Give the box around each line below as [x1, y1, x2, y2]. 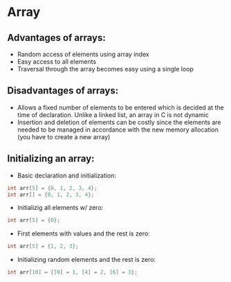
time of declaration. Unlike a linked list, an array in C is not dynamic [17, 110, 210, 118]
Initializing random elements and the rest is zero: [17, 256, 156, 264]
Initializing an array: [7, 153, 95, 165]
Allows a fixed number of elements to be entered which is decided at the [17, 103, 225, 112]
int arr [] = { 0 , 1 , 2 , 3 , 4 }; [7, 191, 95, 198]
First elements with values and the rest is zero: [17, 229, 150, 238]
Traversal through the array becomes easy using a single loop [17, 65, 194, 73]
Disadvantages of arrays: [7, 85, 119, 97]
